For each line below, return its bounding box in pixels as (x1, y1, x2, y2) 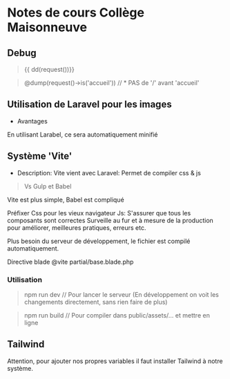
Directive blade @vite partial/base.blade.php (7, 257, 134, 266)
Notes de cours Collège (7, 5, 145, 21)
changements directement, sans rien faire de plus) (23, 298, 168, 306)
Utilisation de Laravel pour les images (7, 99, 172, 110)
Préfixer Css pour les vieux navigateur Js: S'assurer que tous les (7, 208, 191, 217)
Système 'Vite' (7, 150, 73, 162)
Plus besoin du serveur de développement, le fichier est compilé (7, 237, 191, 245)
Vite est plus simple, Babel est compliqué (7, 195, 124, 204)
